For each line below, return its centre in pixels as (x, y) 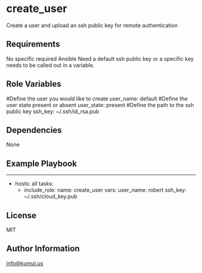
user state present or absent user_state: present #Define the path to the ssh (100, 105)
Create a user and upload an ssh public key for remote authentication (92, 25)
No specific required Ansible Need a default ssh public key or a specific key (100, 58)
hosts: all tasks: (34, 184)
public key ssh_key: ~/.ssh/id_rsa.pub (53, 111)
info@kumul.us (25, 263)
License (21, 215)
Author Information (43, 249)
